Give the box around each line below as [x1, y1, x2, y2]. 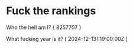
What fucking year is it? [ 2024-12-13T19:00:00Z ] [6, 35, 128, 42]
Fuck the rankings [6, 4, 96, 18]
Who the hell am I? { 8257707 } [6, 24, 82, 31]
